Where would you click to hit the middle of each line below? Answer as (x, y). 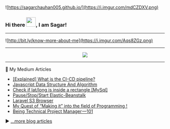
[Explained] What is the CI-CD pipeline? (54, 79)
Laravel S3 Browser (33, 101)
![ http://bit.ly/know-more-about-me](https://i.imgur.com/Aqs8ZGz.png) (79, 40)
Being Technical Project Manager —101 (53, 111)
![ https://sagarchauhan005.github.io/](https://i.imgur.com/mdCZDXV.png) (82, 7)
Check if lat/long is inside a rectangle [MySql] (60, 90)
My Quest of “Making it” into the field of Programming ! (70, 106)
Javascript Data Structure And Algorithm (55, 84)
